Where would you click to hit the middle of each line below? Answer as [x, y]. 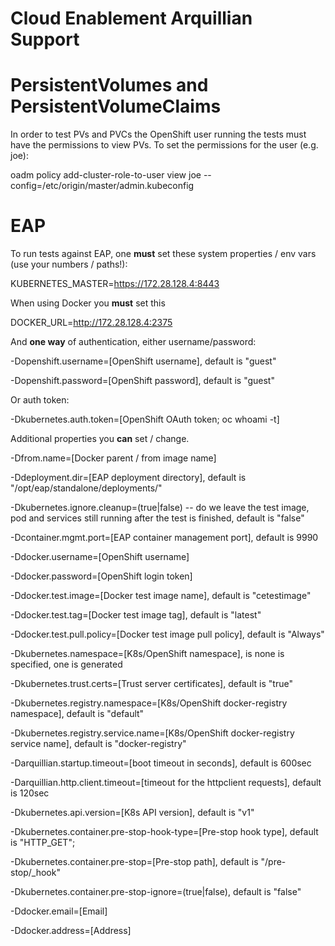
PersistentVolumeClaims [116, 106]
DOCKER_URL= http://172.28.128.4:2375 [91, 323]
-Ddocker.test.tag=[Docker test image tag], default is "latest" [136, 615]
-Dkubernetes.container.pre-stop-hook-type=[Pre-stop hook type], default [164, 832]
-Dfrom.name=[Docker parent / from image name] [113, 458]
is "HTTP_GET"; [43, 843]
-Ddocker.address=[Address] [71, 931]
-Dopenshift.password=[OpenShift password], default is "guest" [142, 381]
